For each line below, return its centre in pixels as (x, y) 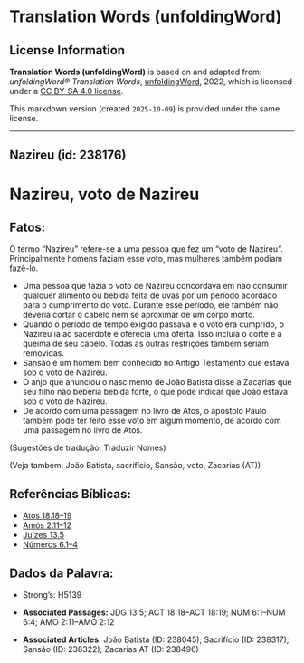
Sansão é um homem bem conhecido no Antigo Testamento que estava (156, 363)
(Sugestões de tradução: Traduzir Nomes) (88, 448)
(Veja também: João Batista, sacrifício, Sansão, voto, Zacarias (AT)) (135, 466)
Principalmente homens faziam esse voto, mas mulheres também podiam (146, 259)
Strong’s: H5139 (52, 595)
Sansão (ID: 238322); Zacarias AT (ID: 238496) (110, 649)
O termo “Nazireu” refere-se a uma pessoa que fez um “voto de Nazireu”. (146, 249)
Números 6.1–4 (50, 544)
